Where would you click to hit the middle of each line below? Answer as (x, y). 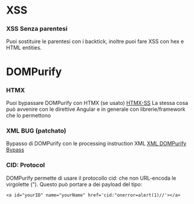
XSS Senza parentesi (37, 29)
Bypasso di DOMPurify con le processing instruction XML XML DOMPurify (96, 144)
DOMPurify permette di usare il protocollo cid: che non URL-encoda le (91, 178)
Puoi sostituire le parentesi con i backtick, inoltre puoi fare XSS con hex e (95, 41)
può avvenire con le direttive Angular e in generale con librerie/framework (96, 109)
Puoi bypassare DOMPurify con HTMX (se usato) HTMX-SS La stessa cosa (97, 103)
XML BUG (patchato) (36, 130)
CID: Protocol (26, 165)
